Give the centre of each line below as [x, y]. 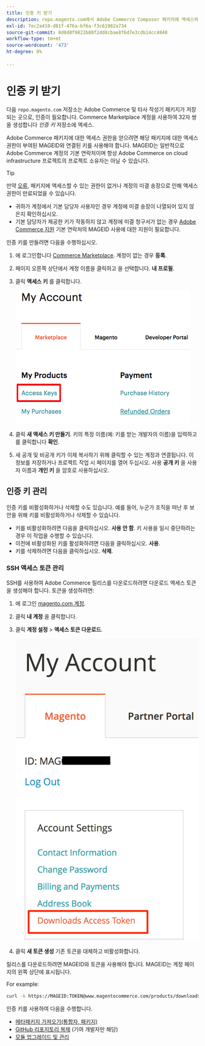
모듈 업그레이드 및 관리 [42, 1037]
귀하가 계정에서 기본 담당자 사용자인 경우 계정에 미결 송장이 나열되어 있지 [101, 206]
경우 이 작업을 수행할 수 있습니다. [54, 536]
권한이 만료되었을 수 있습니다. [41, 193]
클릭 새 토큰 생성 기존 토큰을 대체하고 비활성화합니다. [77, 951]
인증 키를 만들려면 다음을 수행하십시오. [52, 242]
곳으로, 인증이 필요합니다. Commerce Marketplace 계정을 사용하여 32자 [104, 117]
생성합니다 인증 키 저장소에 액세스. [53, 124]
